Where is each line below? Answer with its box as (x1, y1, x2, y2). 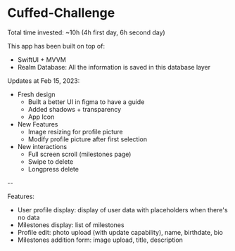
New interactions (17, 142, 68, 150)
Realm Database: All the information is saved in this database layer (17, 63, 211, 71)
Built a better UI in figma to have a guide (27, 97, 145, 106)
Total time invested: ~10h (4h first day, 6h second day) (7, 28, 165, 37)
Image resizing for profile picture (27, 127, 123, 136)
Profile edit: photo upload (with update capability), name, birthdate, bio (17, 228, 223, 236)
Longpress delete (27, 165, 80, 173)
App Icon (27, 112, 55, 121)
